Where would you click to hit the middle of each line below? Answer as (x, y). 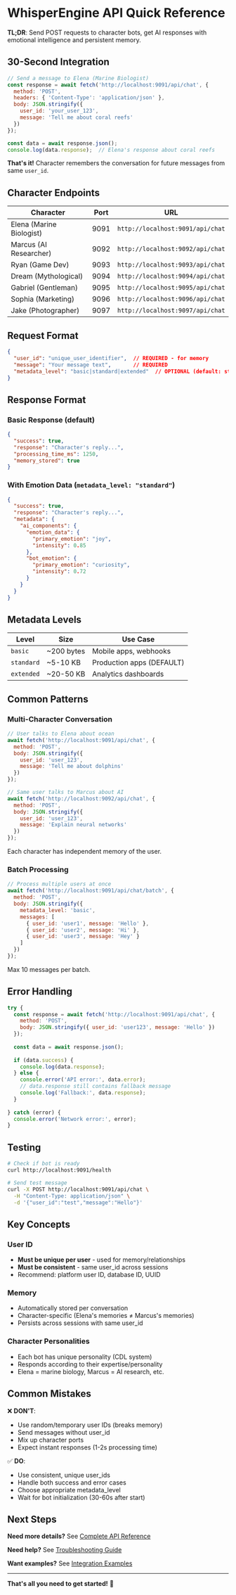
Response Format (47, 400)
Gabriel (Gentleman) (45, 288)
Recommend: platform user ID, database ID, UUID (89, 1275)
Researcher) (31, 253)
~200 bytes (66, 651)
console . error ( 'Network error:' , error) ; (75, 1119)
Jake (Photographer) (45, 311)
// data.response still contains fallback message (96, 1087)
